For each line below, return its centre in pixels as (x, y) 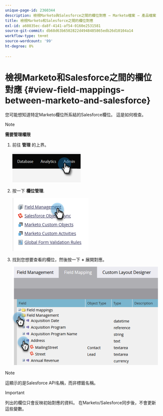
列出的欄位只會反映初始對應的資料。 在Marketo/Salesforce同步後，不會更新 (81, 402)
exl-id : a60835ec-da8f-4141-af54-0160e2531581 (53, 26)
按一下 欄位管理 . (28, 190)
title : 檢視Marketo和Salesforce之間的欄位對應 (49, 20)
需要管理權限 (18, 134)
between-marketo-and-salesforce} (78, 100)
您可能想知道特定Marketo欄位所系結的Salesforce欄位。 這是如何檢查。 (76, 114)
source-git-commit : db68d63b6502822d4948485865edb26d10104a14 (69, 31)
